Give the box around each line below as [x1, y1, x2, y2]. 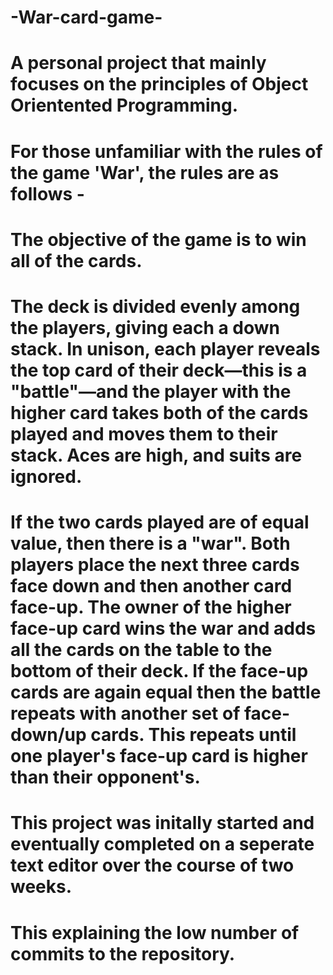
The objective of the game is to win [10, 228, 307, 251]
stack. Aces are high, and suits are [10, 444, 303, 466]
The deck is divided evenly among [10, 295, 301, 318]
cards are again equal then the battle [10, 681, 322, 704]
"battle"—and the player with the [10, 380, 292, 403]
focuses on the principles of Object [10, 73, 309, 96]
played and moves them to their [10, 422, 278, 445]
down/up [10, 724, 87, 746]
